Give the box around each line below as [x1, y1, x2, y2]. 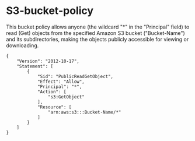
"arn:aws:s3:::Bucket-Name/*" [47, 109, 121, 115]
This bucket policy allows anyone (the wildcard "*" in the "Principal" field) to [6, 23, 190, 30]
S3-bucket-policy [6, 4, 94, 17]
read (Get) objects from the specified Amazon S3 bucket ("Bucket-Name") [6, 29, 185, 36]
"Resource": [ [37, 104, 72, 110]
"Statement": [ [16, 63, 54, 69]
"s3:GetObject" [47, 94, 85, 100]
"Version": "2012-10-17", [16, 58, 80, 64]
